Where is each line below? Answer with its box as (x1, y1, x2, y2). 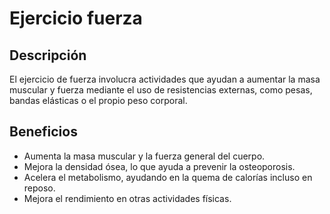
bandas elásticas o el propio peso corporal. (9, 95, 188, 106)
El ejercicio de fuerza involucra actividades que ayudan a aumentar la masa (9, 73, 321, 85)
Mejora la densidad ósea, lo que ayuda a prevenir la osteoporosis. (23, 160, 296, 172)
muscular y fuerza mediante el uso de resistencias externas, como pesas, (9, 84, 313, 96)
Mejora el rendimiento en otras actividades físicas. (23, 192, 232, 204)
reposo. (23, 182, 56, 194)
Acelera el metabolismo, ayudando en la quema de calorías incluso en (23, 171, 313, 183)
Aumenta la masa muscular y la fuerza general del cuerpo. (23, 150, 266, 162)
